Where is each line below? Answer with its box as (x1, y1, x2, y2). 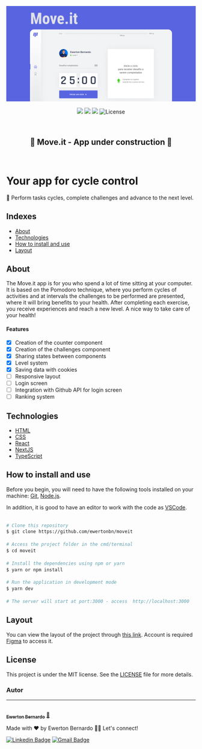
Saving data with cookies (14, 366, 78, 373)
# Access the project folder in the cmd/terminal (6, 541, 133, 548)
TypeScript (14, 452, 43, 459)
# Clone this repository (6, 523, 69, 529)
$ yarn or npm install (6, 566, 63, 573)
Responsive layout (14, 372, 61, 380)
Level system (14, 359, 48, 366)
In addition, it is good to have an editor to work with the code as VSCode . (6, 503, 188, 511)
